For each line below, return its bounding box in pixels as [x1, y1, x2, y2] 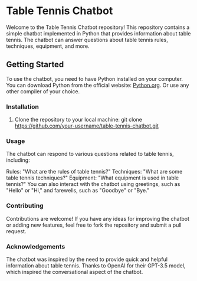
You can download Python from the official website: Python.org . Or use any [6, 81, 189, 89]
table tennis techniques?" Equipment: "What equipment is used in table [6, 174, 179, 181]
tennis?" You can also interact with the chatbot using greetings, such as [6, 181, 180, 188]
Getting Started [6, 60, 64, 70]
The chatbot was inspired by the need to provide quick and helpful [6, 256, 168, 263]
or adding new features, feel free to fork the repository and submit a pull [6, 221, 182, 228]
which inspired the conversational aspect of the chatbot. [6, 268, 143, 275]
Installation [6, 102, 40, 110]
